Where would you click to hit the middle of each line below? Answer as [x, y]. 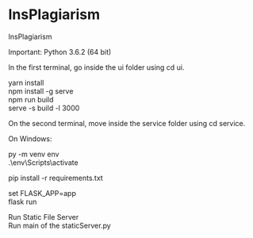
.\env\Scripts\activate [43, 162]
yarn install [26, 83]
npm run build [31, 99]
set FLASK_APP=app [42, 193]
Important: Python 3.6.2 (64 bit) [60, 52]
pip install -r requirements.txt [56, 178]
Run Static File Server [44, 217]
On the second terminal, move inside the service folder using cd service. [127, 123]
